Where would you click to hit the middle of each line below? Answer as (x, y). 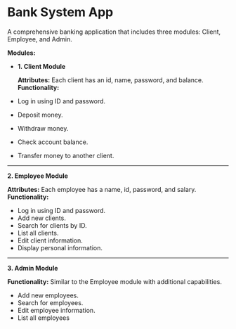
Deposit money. (40, 115)
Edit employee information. (57, 310)
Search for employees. (50, 302)
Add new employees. (48, 295)
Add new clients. (42, 218)
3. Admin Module (33, 268)
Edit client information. (50, 240)
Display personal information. (60, 247)
